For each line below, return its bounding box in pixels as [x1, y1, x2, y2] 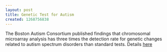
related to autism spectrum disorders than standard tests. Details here [5, 41, 153, 47]
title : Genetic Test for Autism [5, 12, 74, 17]
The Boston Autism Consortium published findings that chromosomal [5, 31, 151, 37]
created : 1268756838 [5, 17, 50, 22]
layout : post [5, 7, 33, 13]
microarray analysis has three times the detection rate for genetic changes [5, 36, 162, 42]
